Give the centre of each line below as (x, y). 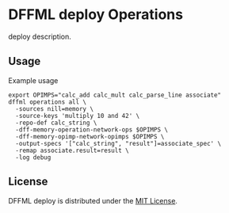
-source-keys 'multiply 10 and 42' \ (78, 116)
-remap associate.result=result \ (72, 150)
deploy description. (40, 36)
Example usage (33, 80)
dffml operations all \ (48, 102)
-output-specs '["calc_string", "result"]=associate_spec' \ (118, 143)
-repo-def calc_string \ (56, 123)
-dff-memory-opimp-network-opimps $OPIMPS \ (90, 136)
